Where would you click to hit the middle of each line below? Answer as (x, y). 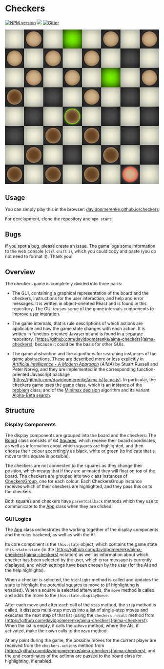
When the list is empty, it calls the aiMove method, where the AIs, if (72, 626)
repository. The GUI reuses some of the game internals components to (83, 309)
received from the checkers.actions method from (55, 646)
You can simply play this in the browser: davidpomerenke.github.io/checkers (82, 209)
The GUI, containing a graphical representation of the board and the (80, 293)
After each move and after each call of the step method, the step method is (81, 605)
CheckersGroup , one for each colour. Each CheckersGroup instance (73, 481)
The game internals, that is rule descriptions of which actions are (77, 323)
